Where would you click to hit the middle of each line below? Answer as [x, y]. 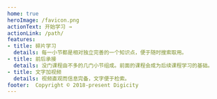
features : [22, 40]
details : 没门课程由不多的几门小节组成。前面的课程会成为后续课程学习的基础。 [113, 66]
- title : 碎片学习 [32, 46]
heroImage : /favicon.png [43, 20]
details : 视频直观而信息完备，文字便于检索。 [72, 78]
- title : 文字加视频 [34, 72]
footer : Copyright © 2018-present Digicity [73, 85]
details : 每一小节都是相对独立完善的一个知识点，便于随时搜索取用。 [100, 53]
